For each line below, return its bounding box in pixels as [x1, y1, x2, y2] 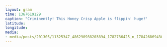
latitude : [5, 21, 26, 26]
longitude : [5, 25, 28, 30]
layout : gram [5, 7, 32, 12]
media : [5, 30, 19, 35]
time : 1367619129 [5, 12, 41, 17]
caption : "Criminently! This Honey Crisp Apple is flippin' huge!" [5, 16, 148, 21]
